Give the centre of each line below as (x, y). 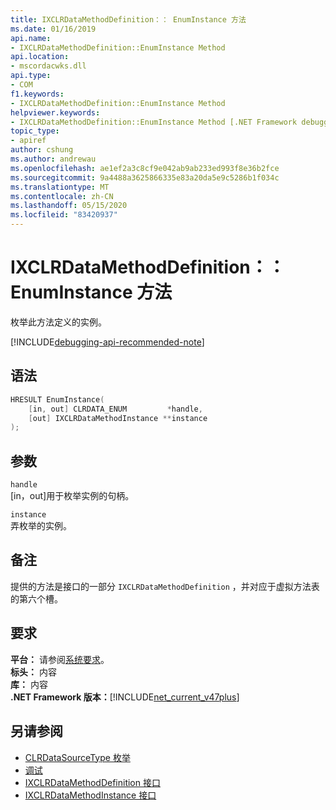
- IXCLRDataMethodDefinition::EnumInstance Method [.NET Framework (154, 122)
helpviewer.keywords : (55, 112)
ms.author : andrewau (53, 159)
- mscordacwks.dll (48, 66)
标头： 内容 (33, 672)
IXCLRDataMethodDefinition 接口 (92, 782)
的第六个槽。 (36, 598)
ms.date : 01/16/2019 (53, 29)
